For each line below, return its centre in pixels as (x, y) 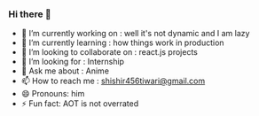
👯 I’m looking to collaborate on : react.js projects (110, 52)
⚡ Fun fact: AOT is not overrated (80, 104)
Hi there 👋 (30, 14)
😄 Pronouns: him (53, 94)
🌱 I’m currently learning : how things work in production (122, 43)
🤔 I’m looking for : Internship (73, 62)
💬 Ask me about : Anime (65, 71)
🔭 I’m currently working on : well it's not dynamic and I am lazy (135, 34)
